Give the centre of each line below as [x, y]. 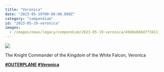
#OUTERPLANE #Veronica [32, 64]
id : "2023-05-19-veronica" [32, 23]
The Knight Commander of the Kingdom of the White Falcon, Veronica [76, 55]
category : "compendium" [29, 18]
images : [13, 28]
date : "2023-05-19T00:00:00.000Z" [40, 14]
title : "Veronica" [24, 9]
